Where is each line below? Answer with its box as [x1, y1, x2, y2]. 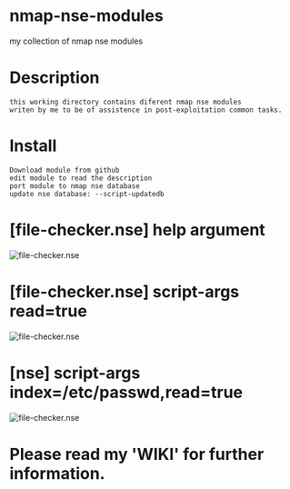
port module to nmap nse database [9, 181, 141, 191]
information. [9, 463, 105, 484]
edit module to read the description [9, 174, 153, 183]
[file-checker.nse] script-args [9, 281, 240, 302]
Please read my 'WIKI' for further [9, 444, 265, 464]
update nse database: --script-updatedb [9, 189, 165, 198]
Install [9, 135, 57, 156]
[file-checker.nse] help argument [9, 220, 265, 240]
